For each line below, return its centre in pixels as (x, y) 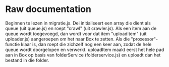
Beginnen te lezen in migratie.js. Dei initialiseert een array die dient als (78, 23)
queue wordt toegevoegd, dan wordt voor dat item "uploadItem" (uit (76, 33)
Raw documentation (48, 9)
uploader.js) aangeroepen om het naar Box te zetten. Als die (68, 39)
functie (13, 44)
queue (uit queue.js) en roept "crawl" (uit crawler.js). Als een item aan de (81, 28)
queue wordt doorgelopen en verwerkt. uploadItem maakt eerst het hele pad (85, 49)
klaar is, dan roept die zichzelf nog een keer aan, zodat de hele (86, 44)
